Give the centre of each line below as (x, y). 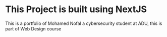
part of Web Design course (33, 28)
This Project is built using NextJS (76, 9)
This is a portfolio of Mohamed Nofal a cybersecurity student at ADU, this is (84, 23)
